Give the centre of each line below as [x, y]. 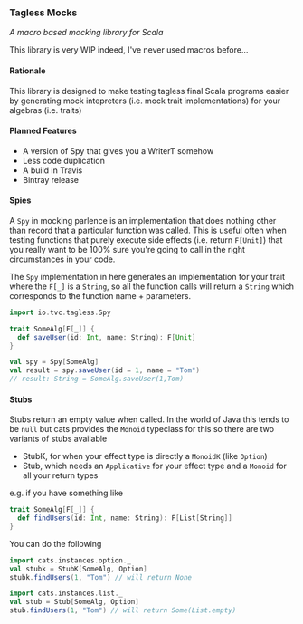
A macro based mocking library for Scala [86, 33]
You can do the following [56, 543]
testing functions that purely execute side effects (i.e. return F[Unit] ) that [146, 240]
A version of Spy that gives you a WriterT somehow [118, 150]
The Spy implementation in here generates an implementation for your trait [147, 276]
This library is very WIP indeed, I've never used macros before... [129, 50]
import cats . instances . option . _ [70, 560]
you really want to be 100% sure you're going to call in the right [128, 249]
